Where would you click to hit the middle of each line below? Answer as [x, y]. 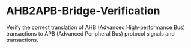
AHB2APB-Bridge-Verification [83, 11]
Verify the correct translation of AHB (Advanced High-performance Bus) [95, 27]
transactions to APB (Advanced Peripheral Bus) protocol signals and [91, 33]
